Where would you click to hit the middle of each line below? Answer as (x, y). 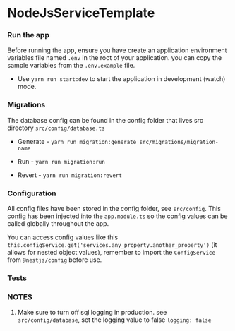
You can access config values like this (63, 237)
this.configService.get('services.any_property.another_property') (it (112, 245)
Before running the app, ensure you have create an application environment (117, 50)
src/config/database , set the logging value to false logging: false (114, 320)
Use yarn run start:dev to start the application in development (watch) (121, 79)
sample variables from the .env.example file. (71, 66)
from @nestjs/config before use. (55, 260)
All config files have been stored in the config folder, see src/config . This (114, 209)
